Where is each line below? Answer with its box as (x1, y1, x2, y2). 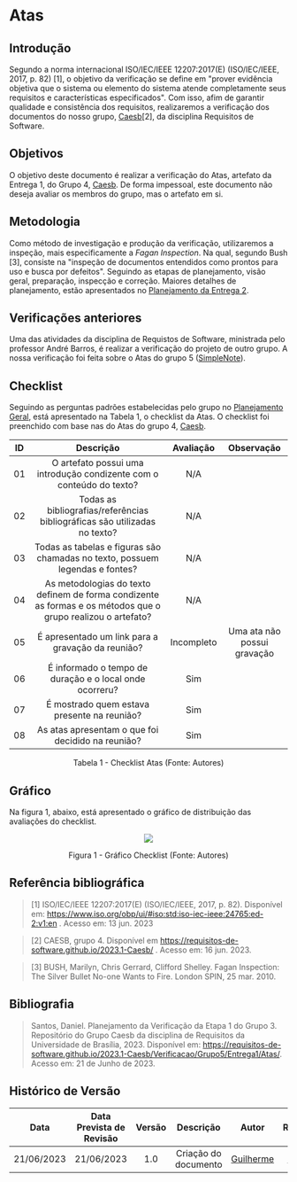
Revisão (83, 1131, 118, 1144)
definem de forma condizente (36, 588, 160, 601)
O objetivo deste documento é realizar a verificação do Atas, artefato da (9, 169, 272, 180)
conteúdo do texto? (57, 479, 139, 492)
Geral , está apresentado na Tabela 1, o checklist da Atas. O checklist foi (9, 411, 270, 422)
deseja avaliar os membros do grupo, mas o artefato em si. (9, 188, 224, 199)
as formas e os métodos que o (34, 600, 161, 612)
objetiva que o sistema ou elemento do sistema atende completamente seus (9, 83, 286, 93)
